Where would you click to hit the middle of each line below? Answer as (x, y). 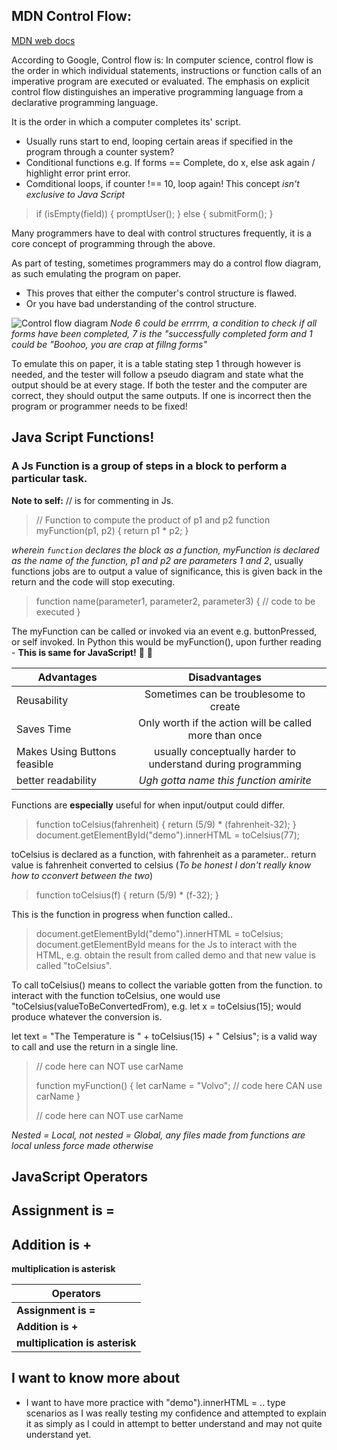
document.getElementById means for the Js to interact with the (166, 944)
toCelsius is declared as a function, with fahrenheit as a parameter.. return (164, 854)
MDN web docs (43, 40)
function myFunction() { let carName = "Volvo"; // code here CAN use (179, 1085)
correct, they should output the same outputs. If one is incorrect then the (161, 395)
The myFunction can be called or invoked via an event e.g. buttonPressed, (164, 631)
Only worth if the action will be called (225, 722)
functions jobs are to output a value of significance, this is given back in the (167, 571)
